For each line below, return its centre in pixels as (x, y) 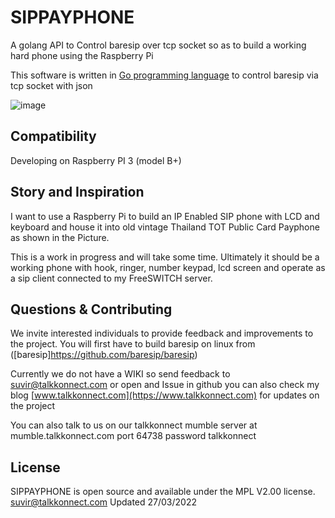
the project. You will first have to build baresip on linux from (133, 344)
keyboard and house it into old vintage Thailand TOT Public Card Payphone (165, 227)
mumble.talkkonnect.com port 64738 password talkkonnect (133, 436)
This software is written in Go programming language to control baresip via (164, 75)
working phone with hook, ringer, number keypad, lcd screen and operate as (168, 267)
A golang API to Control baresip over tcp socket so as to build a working (158, 45)
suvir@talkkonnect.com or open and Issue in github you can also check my (165, 385)
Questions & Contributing (91, 309)
